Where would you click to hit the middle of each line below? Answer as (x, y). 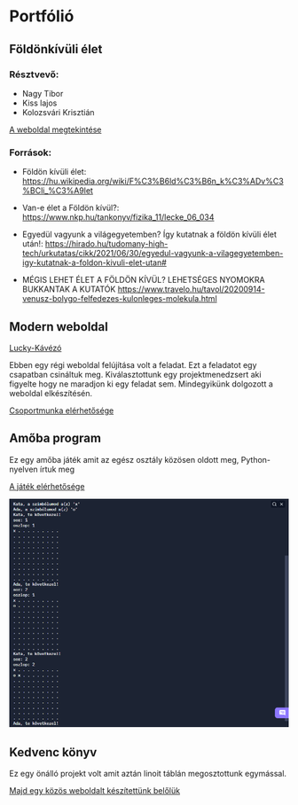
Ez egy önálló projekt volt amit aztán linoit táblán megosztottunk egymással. (148, 774)
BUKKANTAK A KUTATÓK (69, 289)
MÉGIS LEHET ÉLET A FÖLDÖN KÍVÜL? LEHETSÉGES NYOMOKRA (143, 280)
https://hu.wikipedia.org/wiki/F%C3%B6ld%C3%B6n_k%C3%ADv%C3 (153, 181)
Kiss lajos (39, 103)
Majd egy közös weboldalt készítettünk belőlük (94, 791)
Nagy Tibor (43, 93)
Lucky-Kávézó (35, 348)
